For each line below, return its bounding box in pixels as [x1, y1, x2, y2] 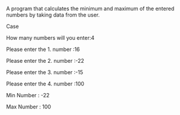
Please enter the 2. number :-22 [6, 57, 84, 64]
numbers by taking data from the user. [6, 11, 100, 18]
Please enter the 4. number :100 [6, 80, 84, 87]
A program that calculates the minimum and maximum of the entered [6, 5, 175, 12]
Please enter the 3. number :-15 [6, 69, 83, 76]
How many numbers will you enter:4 [6, 34, 95, 41]
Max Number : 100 [6, 103, 52, 110]
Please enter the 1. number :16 [6, 46, 80, 53]
